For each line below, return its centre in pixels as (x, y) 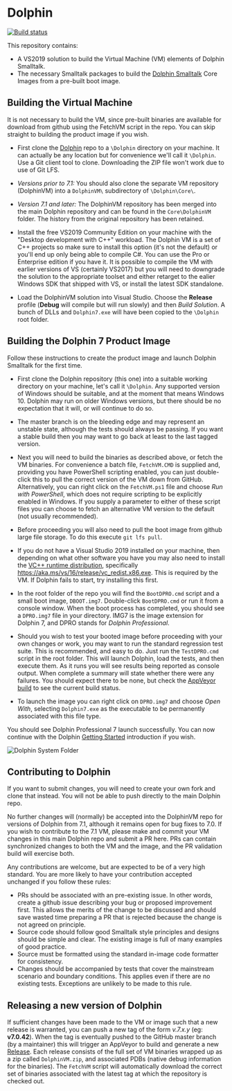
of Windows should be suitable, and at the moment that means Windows (121, 393)
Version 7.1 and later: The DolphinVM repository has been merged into (117, 204)
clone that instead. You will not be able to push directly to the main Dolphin (114, 796)
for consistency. (40, 961)
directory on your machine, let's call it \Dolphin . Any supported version (118, 386)
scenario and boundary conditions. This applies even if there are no (114, 977)
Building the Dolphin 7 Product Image (89, 341)
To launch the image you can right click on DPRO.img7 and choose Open (119, 701)
